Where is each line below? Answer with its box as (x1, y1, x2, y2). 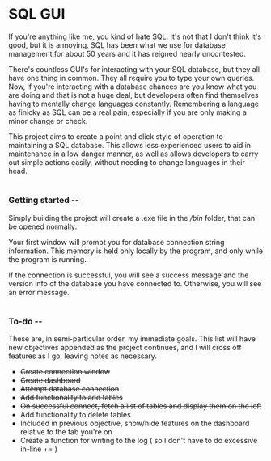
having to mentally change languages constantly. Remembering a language (8, 99, 259, 108)
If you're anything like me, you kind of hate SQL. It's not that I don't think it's (8, 32, 261, 41)
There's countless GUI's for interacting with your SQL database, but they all (8, 64, 260, 74)
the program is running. (8, 254, 87, 264)
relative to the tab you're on (19, 427, 112, 437)
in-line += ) (19, 444, 58, 454)
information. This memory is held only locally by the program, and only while (8, 246, 264, 256)
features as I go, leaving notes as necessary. (8, 351, 158, 361)
